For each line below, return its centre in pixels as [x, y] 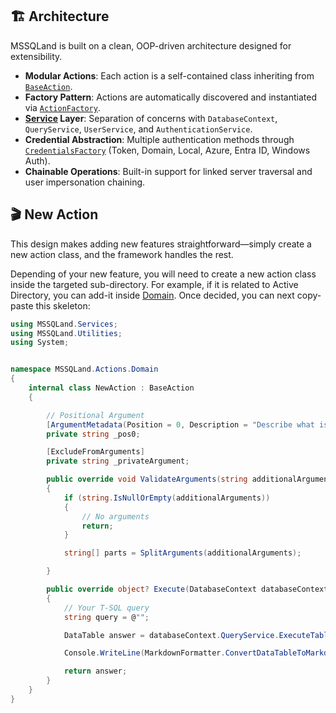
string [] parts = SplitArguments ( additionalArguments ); [182, 553]
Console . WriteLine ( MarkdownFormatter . [144, 653]
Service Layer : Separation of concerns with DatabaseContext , [151, 118]
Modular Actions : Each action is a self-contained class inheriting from [169, 75]
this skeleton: [63, 305]
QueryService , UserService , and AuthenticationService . [138, 129]
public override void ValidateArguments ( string [147, 479]
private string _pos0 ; [93, 434]
